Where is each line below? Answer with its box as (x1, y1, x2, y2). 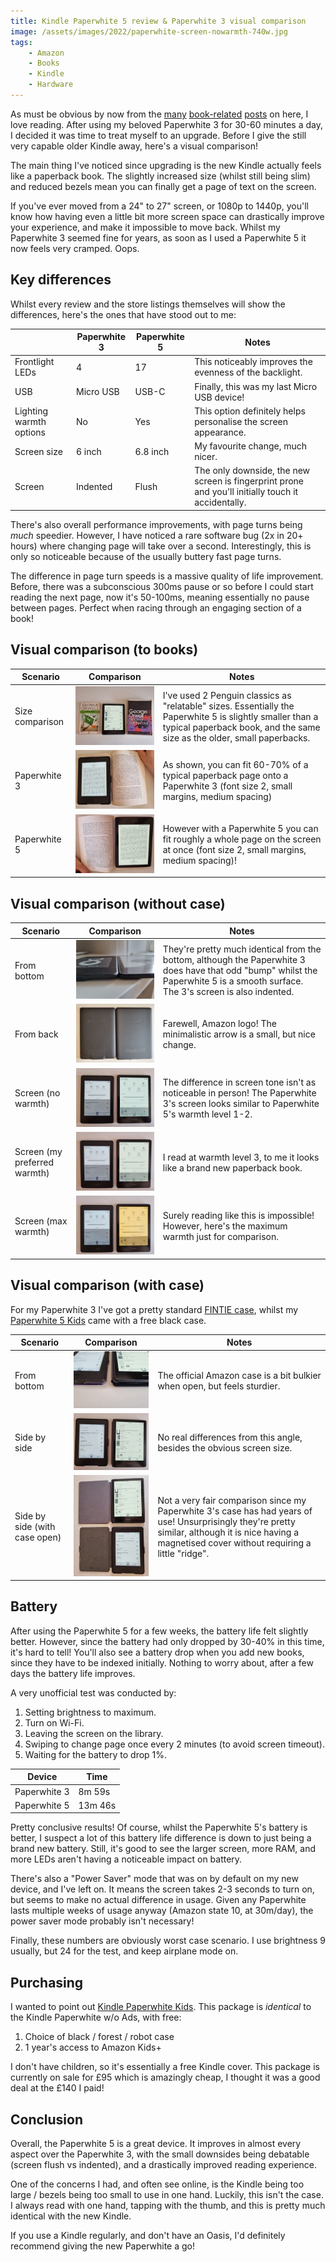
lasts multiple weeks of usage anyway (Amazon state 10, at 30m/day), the (10, 1905, 314, 1917)
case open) (14, 1531, 62, 1544)
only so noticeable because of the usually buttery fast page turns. (10, 550, 282, 562)
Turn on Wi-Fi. (24, 1716, 85, 1729)
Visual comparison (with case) (10, 1277, 205, 1294)
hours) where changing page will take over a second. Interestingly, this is (10, 540, 312, 552)
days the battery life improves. (10, 1667, 136, 1679)
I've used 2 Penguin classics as (162, 689, 292, 701)
